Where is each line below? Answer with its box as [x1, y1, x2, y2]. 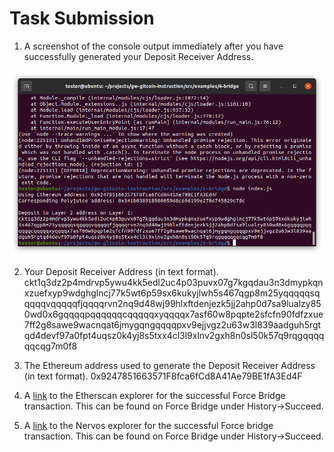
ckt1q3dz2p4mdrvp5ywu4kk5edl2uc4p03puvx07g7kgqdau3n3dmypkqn [23, 276, 324, 288]
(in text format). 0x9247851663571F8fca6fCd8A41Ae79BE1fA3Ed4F [23, 370, 303, 382]
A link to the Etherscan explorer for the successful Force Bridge [23, 389, 286, 401]
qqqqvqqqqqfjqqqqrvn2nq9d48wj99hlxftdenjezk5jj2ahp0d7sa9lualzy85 [23, 297, 322, 309]
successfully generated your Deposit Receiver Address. [23, 50, 254, 62]
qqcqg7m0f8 [23, 340, 78, 352]
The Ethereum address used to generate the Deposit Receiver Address [23, 359, 316, 371]
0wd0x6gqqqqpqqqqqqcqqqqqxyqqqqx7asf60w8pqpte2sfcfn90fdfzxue [23, 308, 324, 320]
